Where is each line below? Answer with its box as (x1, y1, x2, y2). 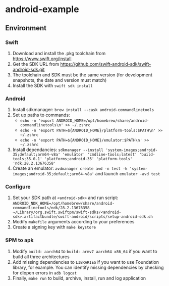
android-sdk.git (12, 66, 45, 72)
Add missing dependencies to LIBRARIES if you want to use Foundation (12, 259, 159, 265)
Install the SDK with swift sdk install (12, 82, 93, 88)
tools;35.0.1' (12, 157, 42, 162)
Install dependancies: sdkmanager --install (12, 147, 103, 153)
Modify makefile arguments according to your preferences (12, 219, 135, 225)
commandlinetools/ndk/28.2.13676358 (12, 206, 90, 211)
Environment (5, 24, 47, 32)
